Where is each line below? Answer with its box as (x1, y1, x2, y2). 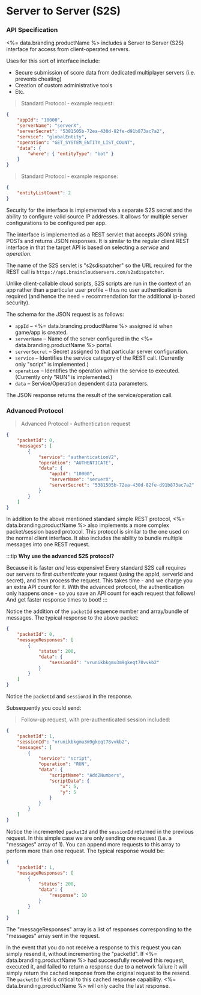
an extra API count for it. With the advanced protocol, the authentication (6, 584, 184, 591)
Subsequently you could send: (6, 704, 82, 712)
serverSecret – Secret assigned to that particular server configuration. (14, 348, 189, 355)
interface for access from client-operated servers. (6, 46, 130, 53)
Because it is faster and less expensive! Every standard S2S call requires (6, 564, 187, 571)
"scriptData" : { (49, 778, 90, 784)
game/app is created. (14, 328, 68, 336)
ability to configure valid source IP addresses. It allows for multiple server (6, 212, 188, 220)
